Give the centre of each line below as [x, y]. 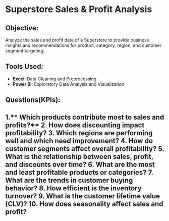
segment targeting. [25, 51]
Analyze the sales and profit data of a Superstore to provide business [77, 40]
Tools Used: [24, 67]
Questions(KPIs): [33, 100]
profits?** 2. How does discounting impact [75, 125]
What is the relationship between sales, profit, [79, 157]
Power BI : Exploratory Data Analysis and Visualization [68, 84]
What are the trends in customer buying [69, 180]
